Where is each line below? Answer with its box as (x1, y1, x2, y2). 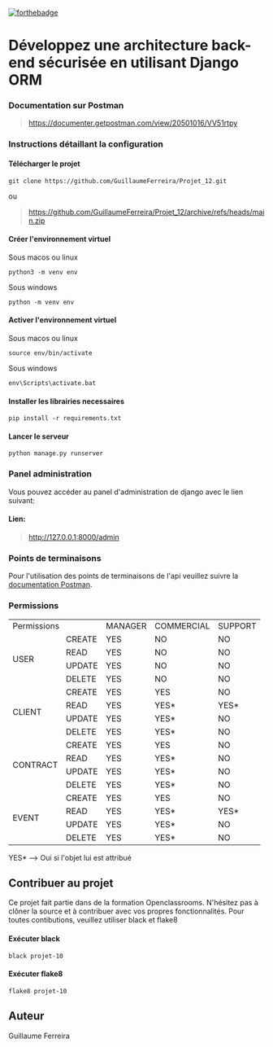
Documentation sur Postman (8, 100, 124, 112)
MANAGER (105, 620, 147, 631)
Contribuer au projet (8, 876, 114, 890)
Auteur (8, 1010, 45, 1023)
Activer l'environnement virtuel (8, 315, 117, 325)
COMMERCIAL (154, 620, 210, 631)
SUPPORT (218, 620, 258, 631)
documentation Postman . (8, 580, 93, 589)
